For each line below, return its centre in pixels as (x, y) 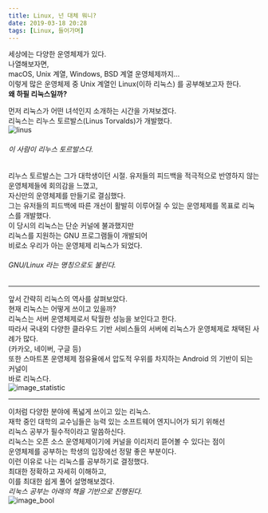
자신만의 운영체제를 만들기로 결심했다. (67, 195)
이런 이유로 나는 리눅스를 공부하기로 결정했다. (79, 461)
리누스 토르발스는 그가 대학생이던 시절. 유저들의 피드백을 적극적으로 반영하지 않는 (134, 176)
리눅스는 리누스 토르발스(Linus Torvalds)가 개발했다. (91, 121)
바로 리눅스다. (30, 378)
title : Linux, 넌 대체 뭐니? (53, 16)
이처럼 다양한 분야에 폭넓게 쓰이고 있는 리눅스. (80, 411)
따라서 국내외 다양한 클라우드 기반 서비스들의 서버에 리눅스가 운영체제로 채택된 (130, 329)
